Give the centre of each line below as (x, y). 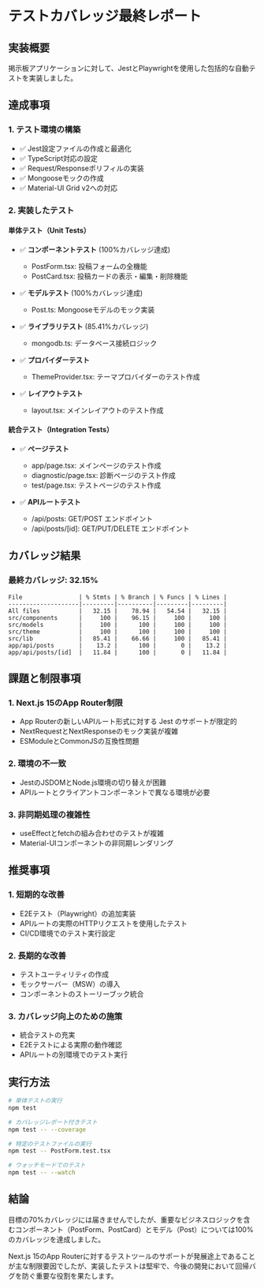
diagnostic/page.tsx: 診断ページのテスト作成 (103, 476)
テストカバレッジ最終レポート (105, 16)
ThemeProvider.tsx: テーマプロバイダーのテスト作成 (115, 376)
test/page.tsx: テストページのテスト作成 (96, 485)
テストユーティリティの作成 (64, 974)
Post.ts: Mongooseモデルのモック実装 (93, 309)
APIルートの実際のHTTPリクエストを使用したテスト (103, 923)
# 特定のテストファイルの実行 (50, 1144)
